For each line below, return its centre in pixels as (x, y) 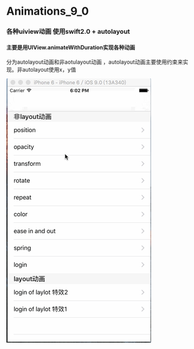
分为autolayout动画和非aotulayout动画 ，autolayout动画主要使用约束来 (95, 62)
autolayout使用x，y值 (49, 70)
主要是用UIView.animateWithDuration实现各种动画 (71, 47)
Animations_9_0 (48, 11)
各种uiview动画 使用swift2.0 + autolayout (68, 32)
